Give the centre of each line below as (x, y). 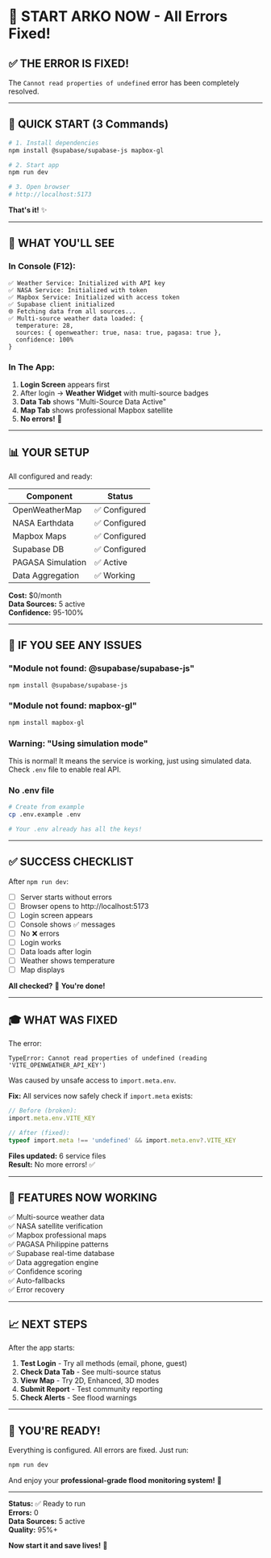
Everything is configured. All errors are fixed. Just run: (99, 1450)
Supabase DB (38, 549)
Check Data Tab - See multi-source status (90, 1372)
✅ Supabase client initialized (62, 304)
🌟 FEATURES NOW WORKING (83, 1198)
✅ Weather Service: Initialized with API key (87, 283)
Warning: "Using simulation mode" (78, 743)
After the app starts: (42, 1348)
